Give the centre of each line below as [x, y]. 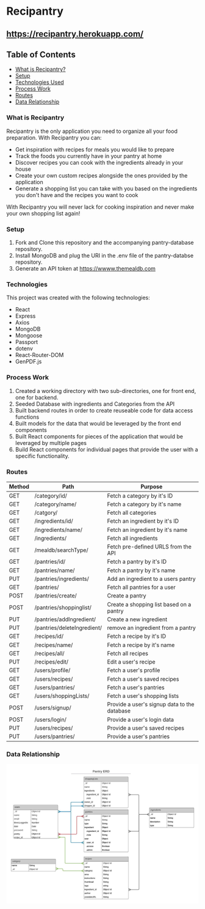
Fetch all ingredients [132, 538]
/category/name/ [56, 504]
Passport [27, 342]
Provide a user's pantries [138, 736]
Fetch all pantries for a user [141, 587]
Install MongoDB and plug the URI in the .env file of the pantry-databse [104, 255]
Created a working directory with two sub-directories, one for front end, [106, 391]
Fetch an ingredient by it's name [147, 529]
